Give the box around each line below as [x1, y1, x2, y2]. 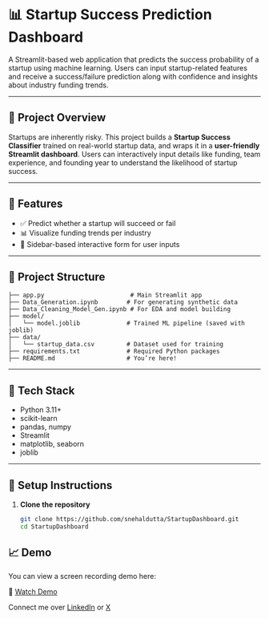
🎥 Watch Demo [8, 586, 58, 597]
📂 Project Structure [8, 269, 106, 284]
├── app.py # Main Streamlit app [8, 291, 203, 300]
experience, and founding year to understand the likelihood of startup [8, 157, 238, 168]
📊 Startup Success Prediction [8, 6, 212, 24]
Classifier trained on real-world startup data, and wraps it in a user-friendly [8, 140, 260, 150]
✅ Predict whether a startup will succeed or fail [19, 218, 176, 228]
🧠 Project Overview [8, 111, 106, 124]
